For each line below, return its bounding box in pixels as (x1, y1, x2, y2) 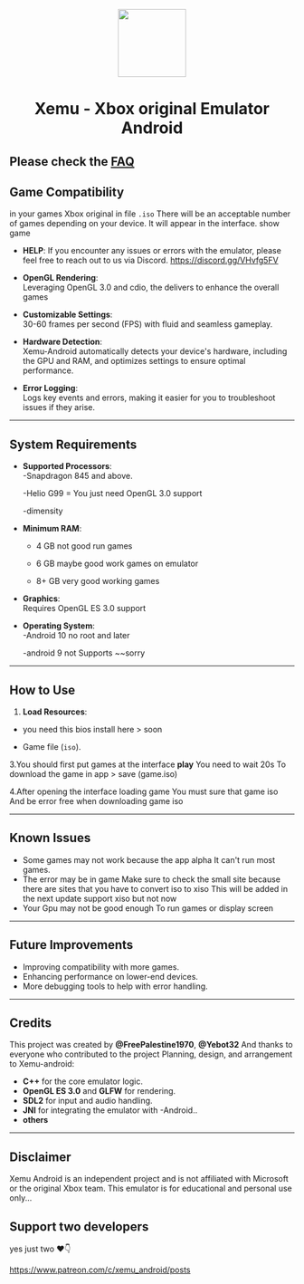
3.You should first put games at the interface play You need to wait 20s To (9, 759, 287, 770)
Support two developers (9, 1219, 149, 1234)
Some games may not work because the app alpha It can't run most (22, 854, 276, 865)
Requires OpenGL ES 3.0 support (22, 603, 147, 614)
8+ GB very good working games (35, 576, 160, 587)
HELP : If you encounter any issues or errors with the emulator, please (22, 245, 282, 256)
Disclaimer (9, 1149, 71, 1164)
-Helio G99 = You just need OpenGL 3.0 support (22, 488, 203, 499)
